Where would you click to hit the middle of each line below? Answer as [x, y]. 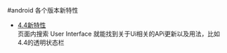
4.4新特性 [32, 25]
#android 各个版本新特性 [43, 10]
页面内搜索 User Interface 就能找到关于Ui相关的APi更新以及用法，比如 [118, 34]
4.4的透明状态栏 [41, 43]
